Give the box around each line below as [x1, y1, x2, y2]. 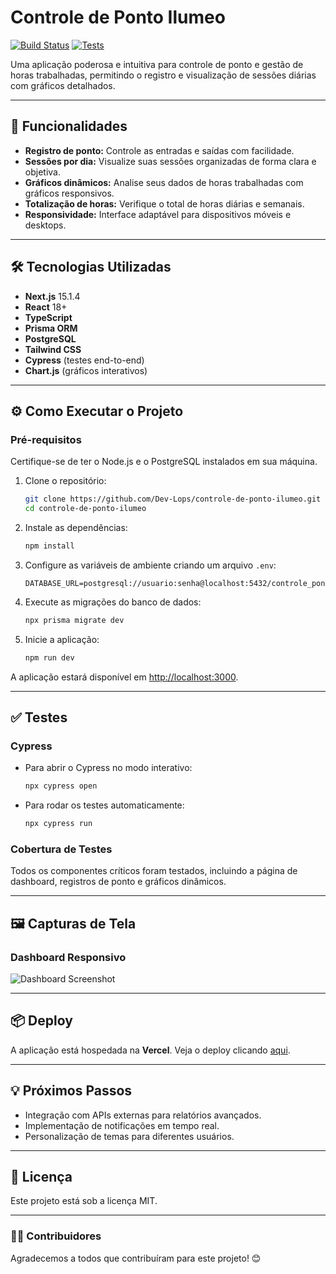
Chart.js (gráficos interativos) [24, 364, 148, 376]
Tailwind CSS [24, 343, 82, 355]
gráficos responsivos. [24, 187, 115, 199]
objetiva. [24, 166, 61, 178]
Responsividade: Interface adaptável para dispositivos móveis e [24, 208, 292, 220]
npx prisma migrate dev [24, 615, 125, 625]
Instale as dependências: [24, 522, 128, 533]
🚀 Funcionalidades [10, 118, 128, 135]
